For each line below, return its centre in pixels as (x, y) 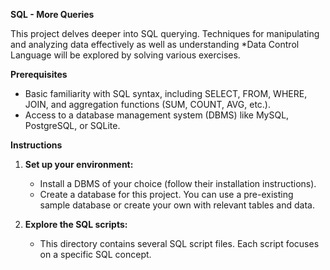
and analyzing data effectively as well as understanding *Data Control (155, 44)
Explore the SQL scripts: (76, 224)
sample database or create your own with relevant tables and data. (177, 205)
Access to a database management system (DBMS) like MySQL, (157, 115)
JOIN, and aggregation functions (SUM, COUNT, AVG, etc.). (148, 104)
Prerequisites (39, 74)
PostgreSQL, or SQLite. (72, 125)
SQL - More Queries (52, 14)
